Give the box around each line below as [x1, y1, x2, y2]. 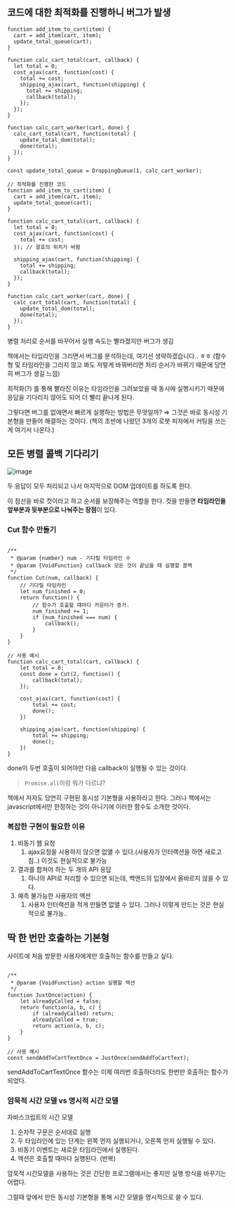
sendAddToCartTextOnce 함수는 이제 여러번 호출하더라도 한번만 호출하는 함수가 [7, 1067, 229, 1077]
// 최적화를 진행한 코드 [7, 181, 67, 188]
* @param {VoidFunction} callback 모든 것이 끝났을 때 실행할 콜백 [10, 561, 193, 569]
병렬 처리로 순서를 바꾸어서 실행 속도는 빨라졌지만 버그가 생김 [7, 337, 174, 345]
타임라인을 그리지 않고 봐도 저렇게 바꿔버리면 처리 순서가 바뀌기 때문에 [22, 361, 213, 369]
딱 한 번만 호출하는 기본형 [7, 932, 110, 944]
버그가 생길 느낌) [14, 369, 60, 377]
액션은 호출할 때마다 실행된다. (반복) [17, 1155, 116, 1163]
